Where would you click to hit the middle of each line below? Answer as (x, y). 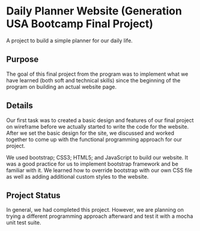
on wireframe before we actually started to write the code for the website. (98, 126)
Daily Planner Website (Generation (94, 11)
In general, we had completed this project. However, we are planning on (95, 210)
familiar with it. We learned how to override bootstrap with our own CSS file (99, 170)
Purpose (23, 59)
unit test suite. (24, 223)
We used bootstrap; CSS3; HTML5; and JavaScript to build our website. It (97, 157)
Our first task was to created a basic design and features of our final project (100, 120)
